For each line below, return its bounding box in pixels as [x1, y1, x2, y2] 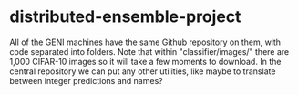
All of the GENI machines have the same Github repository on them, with [9, 37, 281, 47]
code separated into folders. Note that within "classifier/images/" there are [9, 46, 290, 57]
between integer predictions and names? [9, 75, 163, 86]
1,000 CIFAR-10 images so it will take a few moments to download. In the [9, 56, 282, 67]
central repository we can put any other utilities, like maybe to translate [9, 66, 276, 77]
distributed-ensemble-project [9, 6, 241, 27]
